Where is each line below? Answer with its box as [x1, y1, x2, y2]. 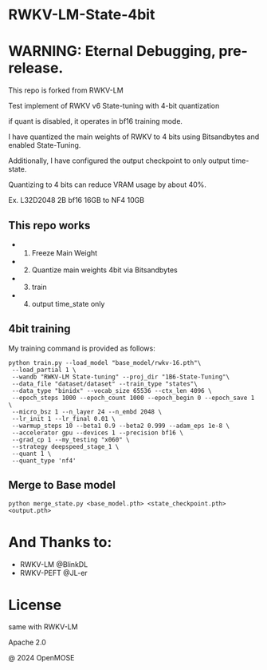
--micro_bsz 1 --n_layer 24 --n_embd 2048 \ [11, 407, 162, 416]
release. [8, 59, 64, 77]
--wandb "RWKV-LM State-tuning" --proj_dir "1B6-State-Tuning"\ [11, 373, 230, 381]
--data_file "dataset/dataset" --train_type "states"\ [11, 379, 198, 388]
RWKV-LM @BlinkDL [19, 559, 88, 569]
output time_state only [31, 299, 105, 308]
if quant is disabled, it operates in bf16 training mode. [8, 117, 183, 126]
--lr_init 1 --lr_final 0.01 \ [11, 414, 116, 422]
